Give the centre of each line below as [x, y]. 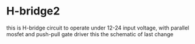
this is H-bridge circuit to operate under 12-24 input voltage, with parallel [98, 28]
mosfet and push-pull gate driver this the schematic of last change [90, 34]
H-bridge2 [33, 11]
